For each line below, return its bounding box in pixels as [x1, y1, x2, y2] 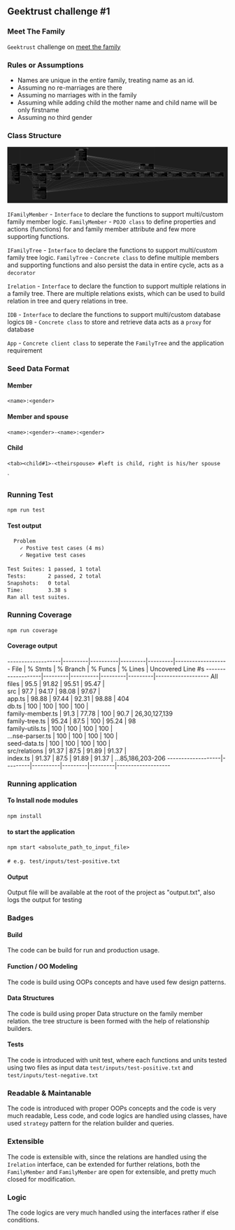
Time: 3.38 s [7, 587, 68, 594]
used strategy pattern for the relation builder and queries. [7, 1119, 174, 1128]
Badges [7, 913, 34, 923]
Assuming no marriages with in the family [17, 90, 137, 99]
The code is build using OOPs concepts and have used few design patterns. [7, 978, 226, 986]
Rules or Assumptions [7, 60, 84, 69]
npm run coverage [7, 627, 58, 634]
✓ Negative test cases [20, 552, 86, 559]
